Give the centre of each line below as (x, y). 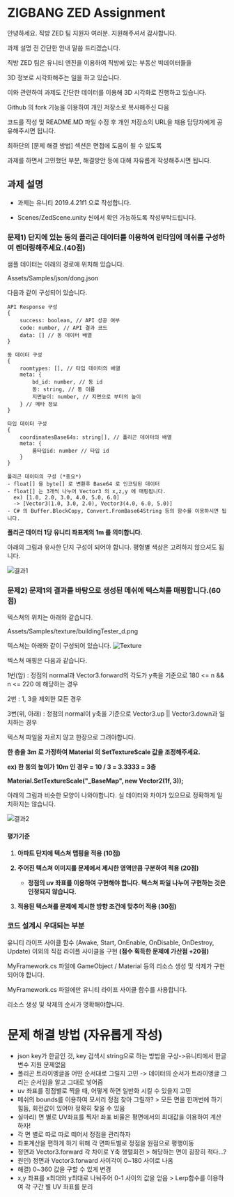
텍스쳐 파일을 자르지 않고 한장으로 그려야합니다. (71, 737)
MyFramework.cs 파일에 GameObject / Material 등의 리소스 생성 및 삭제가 (110, 966)
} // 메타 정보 (39, 405)
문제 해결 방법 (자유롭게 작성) (85, 1036)
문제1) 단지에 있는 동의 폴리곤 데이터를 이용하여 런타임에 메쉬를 (106, 237)
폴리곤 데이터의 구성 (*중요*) (45, 477)
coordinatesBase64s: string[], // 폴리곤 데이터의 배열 (96, 437)
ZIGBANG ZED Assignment (86, 13)
